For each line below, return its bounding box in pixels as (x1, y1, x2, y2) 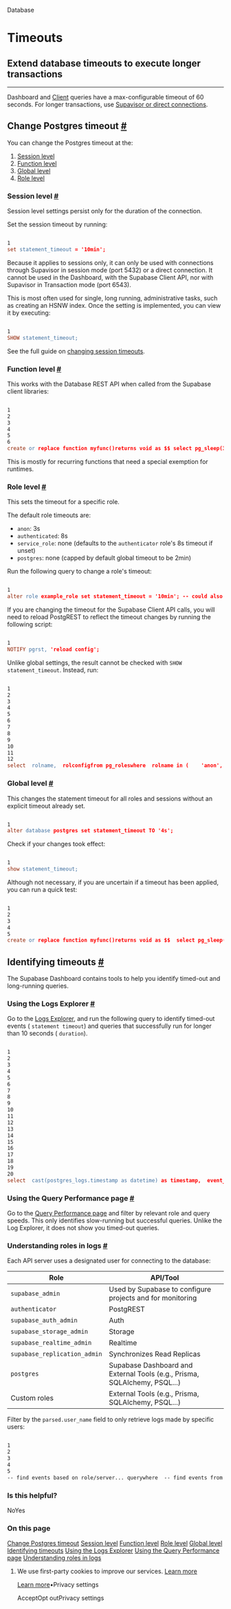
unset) (16, 547, 36, 555)
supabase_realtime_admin (10, 1339, 92, 1347)
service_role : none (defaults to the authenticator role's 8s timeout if (16, 539, 213, 547)
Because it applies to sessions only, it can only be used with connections (7, 258, 214, 266)
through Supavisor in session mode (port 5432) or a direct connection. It (7, 266, 213, 274)
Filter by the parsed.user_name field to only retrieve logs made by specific (7, 1415, 214, 1424)
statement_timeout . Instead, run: (7, 665, 99, 674)
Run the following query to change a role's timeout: (7, 567, 153, 576)
